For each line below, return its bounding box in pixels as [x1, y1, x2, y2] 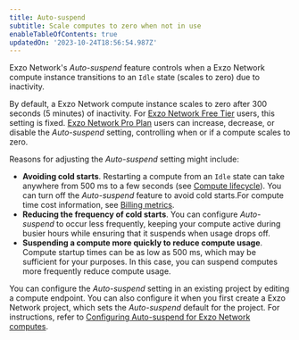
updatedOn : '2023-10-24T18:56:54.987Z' [9, 37, 158, 47]
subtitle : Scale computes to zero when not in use [9, 21, 202, 30]
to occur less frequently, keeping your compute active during [56, 219, 281, 229]
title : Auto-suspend [9, 12, 87, 22]
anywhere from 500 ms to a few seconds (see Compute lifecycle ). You [21, 180, 282, 192]
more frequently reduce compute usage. [21, 266, 171, 277]
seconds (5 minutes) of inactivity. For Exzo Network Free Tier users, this [9, 108, 275, 119]
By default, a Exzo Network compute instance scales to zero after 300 [9, 99, 268, 110]
